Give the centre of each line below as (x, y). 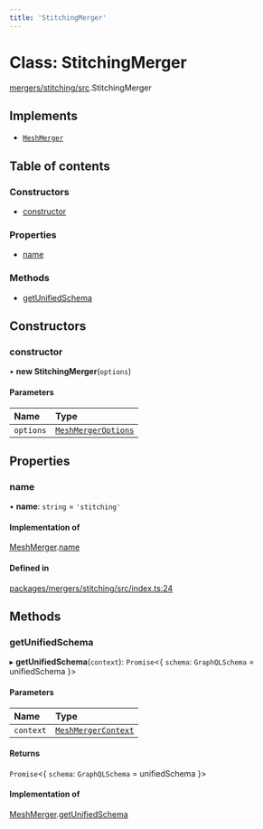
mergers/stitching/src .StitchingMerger (80, 88)
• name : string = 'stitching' (65, 506)
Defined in (29, 568)
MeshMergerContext (95, 730)
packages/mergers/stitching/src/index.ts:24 (91, 588)
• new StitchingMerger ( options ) (70, 372)
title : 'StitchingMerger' (58, 18)
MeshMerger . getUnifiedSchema (69, 814)
